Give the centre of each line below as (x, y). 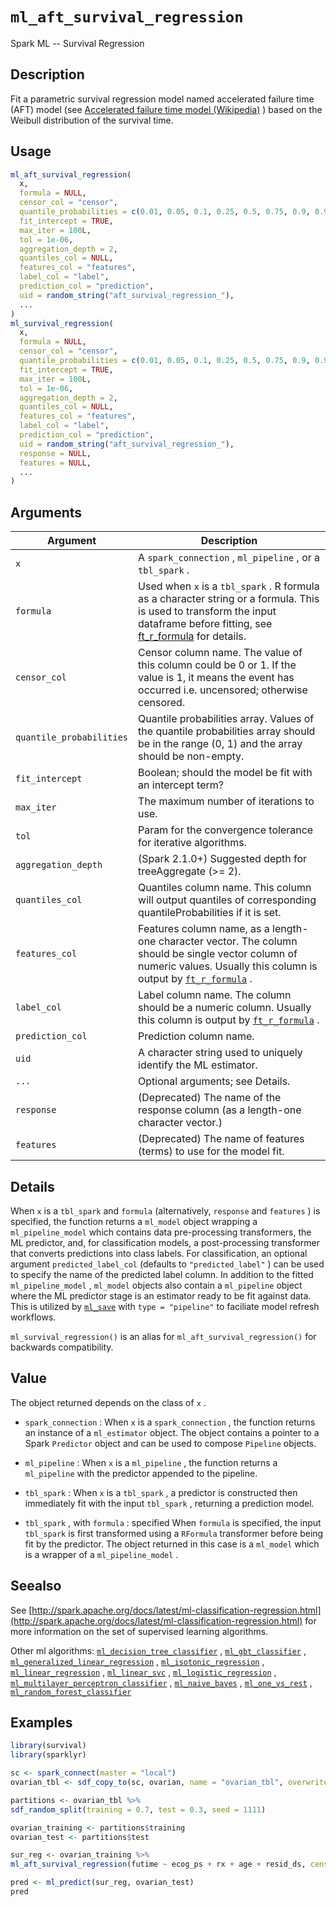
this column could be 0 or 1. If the (217, 665)
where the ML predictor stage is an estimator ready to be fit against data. (161, 1295)
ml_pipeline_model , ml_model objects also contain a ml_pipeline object (156, 1285)
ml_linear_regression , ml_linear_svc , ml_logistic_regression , (143, 1672)
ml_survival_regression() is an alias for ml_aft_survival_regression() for (163, 1336)
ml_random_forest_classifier (71, 1692)
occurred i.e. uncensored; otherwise (223, 690)
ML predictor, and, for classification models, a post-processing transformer (165, 1242)
